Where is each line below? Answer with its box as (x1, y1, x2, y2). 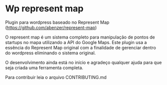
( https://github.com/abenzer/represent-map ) (5, 24, 97, 30)
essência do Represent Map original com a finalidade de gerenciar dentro (5, 44, 156, 50)
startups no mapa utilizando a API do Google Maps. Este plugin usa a (5, 39, 147, 45)
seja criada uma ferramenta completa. (5, 65, 84, 71)
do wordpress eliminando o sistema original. (5, 50, 96, 56)
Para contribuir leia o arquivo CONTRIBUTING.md (5, 74, 107, 80)
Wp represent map (5, 3, 84, 14)
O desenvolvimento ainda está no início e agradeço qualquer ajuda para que (5, 59, 162, 65)
